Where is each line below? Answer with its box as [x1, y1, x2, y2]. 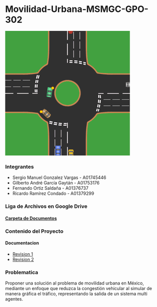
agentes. [5, 296, 23, 302]
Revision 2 [12, 256, 34, 262]
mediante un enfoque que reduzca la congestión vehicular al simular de [5, 286, 152, 292]
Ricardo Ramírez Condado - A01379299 [12, 190, 95, 196]
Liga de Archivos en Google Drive [5, 203, 88, 210]
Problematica [5, 269, 38, 276]
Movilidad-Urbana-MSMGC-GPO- [5, 3, 149, 15]
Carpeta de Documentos [5, 215, 57, 221]
